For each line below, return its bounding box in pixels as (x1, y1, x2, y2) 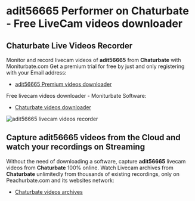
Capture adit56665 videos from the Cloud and (6, 132, 181, 143)
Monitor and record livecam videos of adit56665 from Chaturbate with (6, 57, 181, 63)
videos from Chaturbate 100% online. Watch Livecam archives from (6, 164, 174, 171)
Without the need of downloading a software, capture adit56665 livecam (6, 157, 186, 165)
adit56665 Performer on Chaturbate (6, 4, 189, 18)
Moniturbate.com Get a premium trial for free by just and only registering (6, 63, 185, 70)
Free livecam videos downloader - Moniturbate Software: (6, 92, 147, 99)
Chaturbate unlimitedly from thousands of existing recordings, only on (6, 170, 180, 177)
